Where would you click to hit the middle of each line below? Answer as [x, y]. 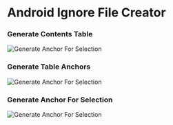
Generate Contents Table [50, 34]
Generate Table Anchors [49, 67]
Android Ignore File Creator [87, 13]
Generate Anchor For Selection [60, 100]
